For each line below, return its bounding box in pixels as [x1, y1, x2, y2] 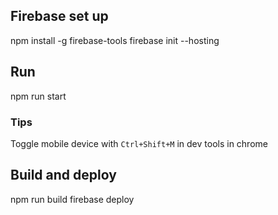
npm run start [10, 90, 67, 102]
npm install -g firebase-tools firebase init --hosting [10, 34, 220, 46]
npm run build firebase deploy [10, 193, 135, 205]
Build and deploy [10, 167, 117, 184]
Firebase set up [10, 8, 109, 25]
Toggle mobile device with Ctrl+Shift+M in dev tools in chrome [10, 137, 268, 149]
